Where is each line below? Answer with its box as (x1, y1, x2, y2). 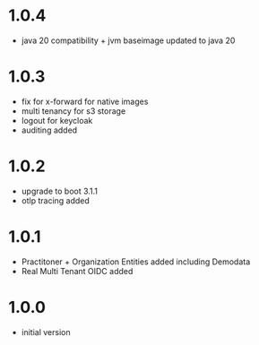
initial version (21, 326, 71, 337)
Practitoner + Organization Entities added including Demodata (21, 256, 251, 267)
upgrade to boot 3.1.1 (21, 185, 99, 196)
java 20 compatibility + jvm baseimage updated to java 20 (21, 35, 236, 46)
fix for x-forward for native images (21, 96, 149, 107)
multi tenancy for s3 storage (21, 105, 126, 116)
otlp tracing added (21, 194, 91, 206)
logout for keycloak (21, 115, 93, 125)
